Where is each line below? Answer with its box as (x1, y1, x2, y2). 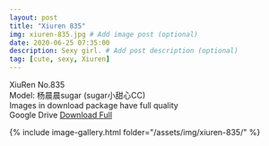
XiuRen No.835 (9, 80, 65, 90)
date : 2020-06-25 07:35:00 (9, 38, 110, 47)
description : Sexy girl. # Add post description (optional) (9, 47, 239, 56)
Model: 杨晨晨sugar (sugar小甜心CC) (9, 90, 146, 100)
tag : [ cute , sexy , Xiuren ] (9, 55, 110, 64)
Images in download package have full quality (9, 100, 179, 110)
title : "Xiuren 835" (9, 21, 87, 30)
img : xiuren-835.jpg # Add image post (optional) (9, 30, 199, 39)
